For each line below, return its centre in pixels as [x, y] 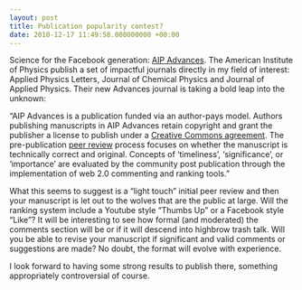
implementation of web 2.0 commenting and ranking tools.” [120, 173]
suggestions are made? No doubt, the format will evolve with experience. [146, 248]
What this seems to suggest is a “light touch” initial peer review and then [144, 192]
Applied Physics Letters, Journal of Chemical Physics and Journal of [137, 80]
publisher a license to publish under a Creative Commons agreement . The [147, 136]
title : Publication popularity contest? [87, 26]
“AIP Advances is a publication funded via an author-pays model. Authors [146, 116]
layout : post [34, 18]
